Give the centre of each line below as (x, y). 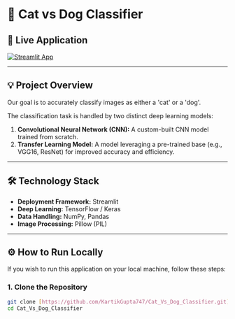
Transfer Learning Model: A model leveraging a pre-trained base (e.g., (120, 144)
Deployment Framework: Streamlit (68, 201)
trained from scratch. (48, 136)
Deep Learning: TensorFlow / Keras (69, 208)
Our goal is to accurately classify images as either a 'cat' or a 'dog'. (104, 102)
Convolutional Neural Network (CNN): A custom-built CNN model (113, 129)
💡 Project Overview (50, 86)
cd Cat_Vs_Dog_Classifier (45, 308)
